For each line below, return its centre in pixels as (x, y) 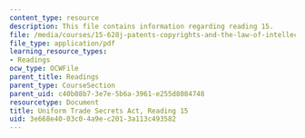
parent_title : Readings (54, 77)
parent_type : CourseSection (63, 85)
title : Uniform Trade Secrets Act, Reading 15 (99, 111)
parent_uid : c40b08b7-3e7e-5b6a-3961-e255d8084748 (107, 94)
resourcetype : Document (54, 102)
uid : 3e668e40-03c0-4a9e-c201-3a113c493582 (93, 119)
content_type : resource (54, 18)
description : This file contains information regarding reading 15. (142, 26)
